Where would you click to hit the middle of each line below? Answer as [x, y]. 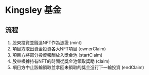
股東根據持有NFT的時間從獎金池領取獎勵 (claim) [61, 61]
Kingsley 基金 [33, 10]
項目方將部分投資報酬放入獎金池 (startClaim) [57, 55]
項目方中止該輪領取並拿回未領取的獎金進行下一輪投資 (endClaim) [78, 67]
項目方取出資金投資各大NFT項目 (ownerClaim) [59, 49]
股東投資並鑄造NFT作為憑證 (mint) [47, 43]
